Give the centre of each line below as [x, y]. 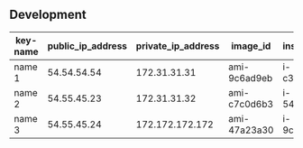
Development [48, 15]
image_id [251, 46]
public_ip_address [87, 46]
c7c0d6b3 [251, 104]
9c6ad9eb [251, 78]
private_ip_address [178, 46]
